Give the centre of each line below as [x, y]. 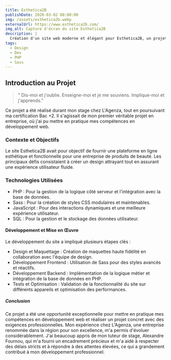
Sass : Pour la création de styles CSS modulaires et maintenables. [82, 202]
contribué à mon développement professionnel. [55, 352]
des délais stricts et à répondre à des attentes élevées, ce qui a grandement [85, 346]
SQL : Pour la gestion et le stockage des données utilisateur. [76, 218]
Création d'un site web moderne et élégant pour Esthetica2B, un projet [89, 39]
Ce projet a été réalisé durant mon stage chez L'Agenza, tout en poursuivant [85, 111]
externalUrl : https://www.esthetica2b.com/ [52, 24]
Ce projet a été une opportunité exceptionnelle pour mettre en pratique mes [84, 314]
